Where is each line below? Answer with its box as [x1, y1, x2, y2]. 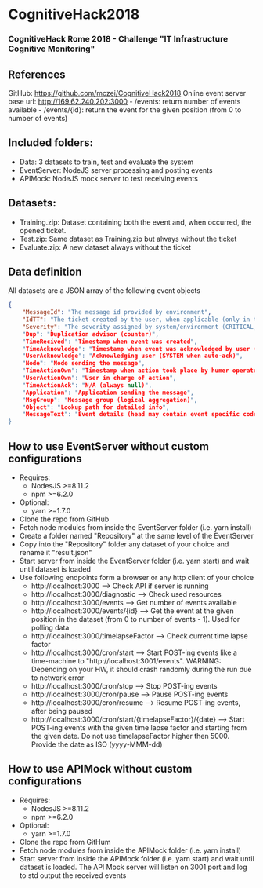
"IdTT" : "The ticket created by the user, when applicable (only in [22, 316, 250, 323]
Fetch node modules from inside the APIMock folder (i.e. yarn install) [19, 846, 241, 855]
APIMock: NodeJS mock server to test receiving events [19, 174, 198, 183]
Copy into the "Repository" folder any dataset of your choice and [19, 539, 229, 549]
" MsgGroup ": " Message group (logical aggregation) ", [22, 396, 198, 404]
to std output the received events [19, 870, 127, 880]
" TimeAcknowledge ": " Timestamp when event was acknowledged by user [22, 345, 250, 353]
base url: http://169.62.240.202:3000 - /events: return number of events [8, 97, 241, 106]
